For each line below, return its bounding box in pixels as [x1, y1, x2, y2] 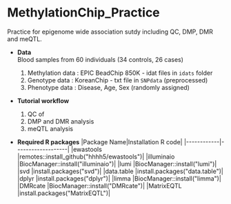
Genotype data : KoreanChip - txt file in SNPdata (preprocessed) [27, 76, 208, 84]
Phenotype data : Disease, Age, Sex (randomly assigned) [27, 83, 190, 91]
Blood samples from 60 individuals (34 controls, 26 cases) [17, 55, 184, 63]
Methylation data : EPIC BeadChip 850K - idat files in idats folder [27, 69, 213, 77]
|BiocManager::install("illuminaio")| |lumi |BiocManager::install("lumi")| [17, 159, 217, 168]
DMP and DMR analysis [27, 117, 94, 125]
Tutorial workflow [17, 96, 70, 104]
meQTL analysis [27, 124, 74, 133]
